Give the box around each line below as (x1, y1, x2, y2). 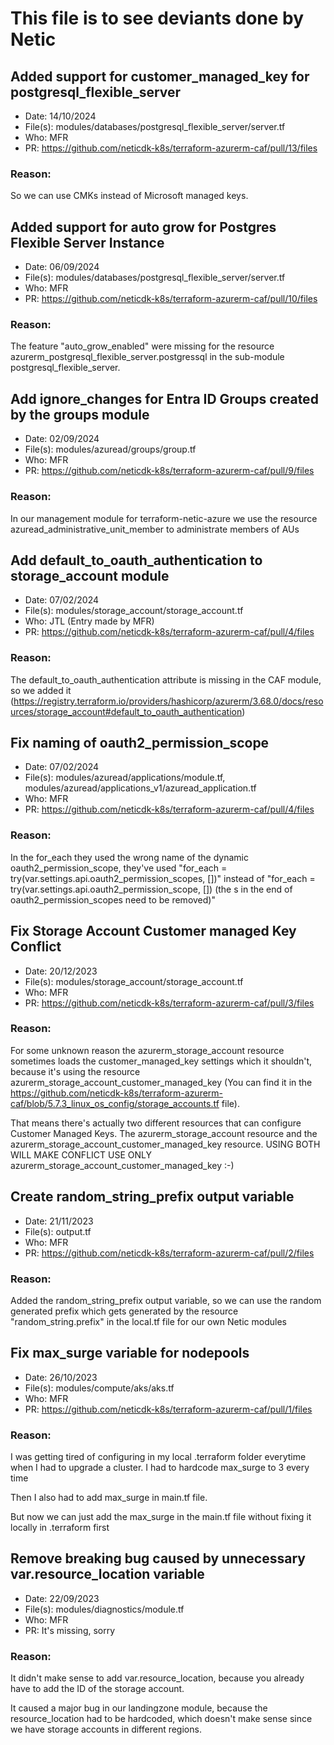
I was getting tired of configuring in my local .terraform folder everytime (10, 1451, 307, 1463)
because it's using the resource (10, 1065, 141, 1077)
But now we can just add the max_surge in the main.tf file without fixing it (10, 1511, 312, 1523)
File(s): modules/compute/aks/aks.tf (24, 1382, 175, 1394)
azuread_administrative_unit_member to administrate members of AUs (10, 523, 300, 535)
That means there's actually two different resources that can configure (10, 1117, 302, 1129)
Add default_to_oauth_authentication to (10, 552, 263, 569)
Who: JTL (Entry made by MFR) (24, 615, 155, 627)
